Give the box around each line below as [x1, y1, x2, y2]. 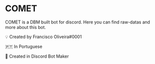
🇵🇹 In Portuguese [5, 43, 43, 49]
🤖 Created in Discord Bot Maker [5, 53, 69, 59]
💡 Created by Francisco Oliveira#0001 [5, 34, 82, 40]
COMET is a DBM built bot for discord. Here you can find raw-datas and [5, 19, 151, 25]
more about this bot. [5, 24, 46, 30]
